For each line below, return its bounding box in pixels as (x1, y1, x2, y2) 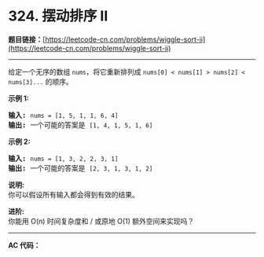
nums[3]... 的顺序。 (8, 76, 73, 86)
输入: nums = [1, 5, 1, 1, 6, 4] (8, 111, 119, 119)
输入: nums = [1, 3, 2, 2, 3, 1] (8, 154, 119, 163)
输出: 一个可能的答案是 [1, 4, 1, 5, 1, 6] (8, 120, 153, 130)
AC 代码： (8, 240, 41, 250)
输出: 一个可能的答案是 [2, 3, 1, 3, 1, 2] (8, 163, 153, 173)
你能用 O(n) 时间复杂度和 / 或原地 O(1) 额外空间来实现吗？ (8, 216, 195, 226)
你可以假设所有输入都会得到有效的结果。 (8, 189, 139, 199)
